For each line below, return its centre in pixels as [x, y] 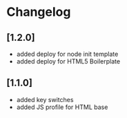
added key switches [45, 99]
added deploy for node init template [67, 54]
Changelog [39, 12]
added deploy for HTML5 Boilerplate [68, 61]
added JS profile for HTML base [62, 107]
